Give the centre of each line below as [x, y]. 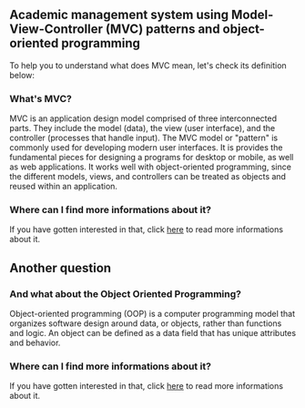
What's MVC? [41, 98]
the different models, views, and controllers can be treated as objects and [148, 177]
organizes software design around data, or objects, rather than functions [146, 323]
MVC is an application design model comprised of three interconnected [143, 118]
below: [22, 75]
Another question [61, 268]
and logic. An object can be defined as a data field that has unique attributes [153, 333]
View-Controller [56, 30]
